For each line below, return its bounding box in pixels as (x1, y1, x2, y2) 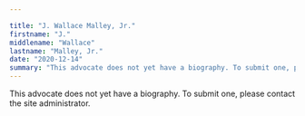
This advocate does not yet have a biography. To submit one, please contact (9, 88, 296, 99)
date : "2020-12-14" (9, 55, 84, 64)
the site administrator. (9, 98, 91, 109)
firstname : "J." (9, 29, 71, 39)
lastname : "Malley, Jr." (9, 46, 103, 55)
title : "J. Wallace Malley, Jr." (9, 21, 136, 30)
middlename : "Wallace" (9, 38, 95, 47)
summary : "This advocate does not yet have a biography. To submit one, (9, 63, 290, 72)
